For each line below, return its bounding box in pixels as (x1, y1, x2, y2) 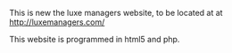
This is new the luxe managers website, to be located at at (9, 8, 223, 18)
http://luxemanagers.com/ (9, 17, 105, 27)
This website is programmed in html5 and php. (9, 34, 180, 44)
